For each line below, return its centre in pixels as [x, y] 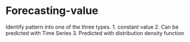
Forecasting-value [52, 11]
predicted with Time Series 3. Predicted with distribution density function [95, 33]
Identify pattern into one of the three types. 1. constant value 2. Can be [92, 27]
